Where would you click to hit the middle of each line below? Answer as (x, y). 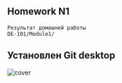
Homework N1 (39, 12)
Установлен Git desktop (61, 56)
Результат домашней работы (47, 27)
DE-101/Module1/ (31, 34)
